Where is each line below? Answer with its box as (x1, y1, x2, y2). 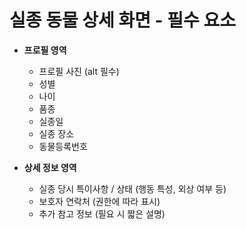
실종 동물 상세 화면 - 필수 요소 (9, 9, 237, 32)
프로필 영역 (23, 44, 67, 56)
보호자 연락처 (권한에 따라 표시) (38, 195, 161, 207)
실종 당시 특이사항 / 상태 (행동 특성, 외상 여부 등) (38, 182, 227, 195)
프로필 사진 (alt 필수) (38, 65, 120, 77)
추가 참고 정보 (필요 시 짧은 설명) (38, 207, 166, 220)
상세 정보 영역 (23, 161, 77, 173)
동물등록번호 (38, 140, 88, 152)
